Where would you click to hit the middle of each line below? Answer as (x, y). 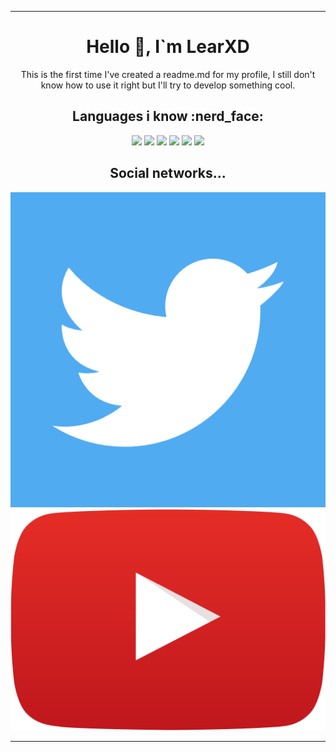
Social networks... (168, 173)
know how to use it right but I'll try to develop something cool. (168, 85)
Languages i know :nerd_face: (168, 116)
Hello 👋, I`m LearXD (168, 47)
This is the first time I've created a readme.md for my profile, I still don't (168, 74)
